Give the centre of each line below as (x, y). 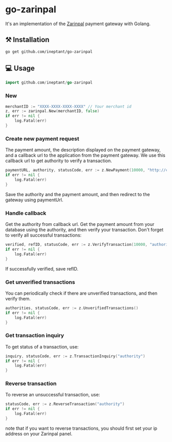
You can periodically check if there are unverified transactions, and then (81, 293)
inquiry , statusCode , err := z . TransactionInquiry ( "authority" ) (75, 356)
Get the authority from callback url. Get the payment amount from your (80, 224)
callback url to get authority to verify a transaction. (59, 161)
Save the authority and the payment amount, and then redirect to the (78, 194)
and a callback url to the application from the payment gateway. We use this (85, 156)
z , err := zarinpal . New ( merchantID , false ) (52, 111)
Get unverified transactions (40, 282)
